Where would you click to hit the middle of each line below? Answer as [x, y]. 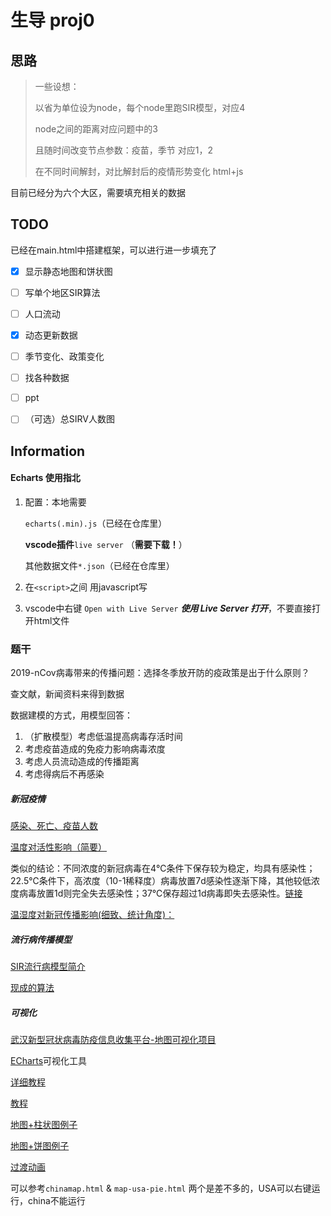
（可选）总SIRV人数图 [69, 419]
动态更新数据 [51, 335]
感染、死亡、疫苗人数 [54, 826]
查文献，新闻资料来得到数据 [67, 694]
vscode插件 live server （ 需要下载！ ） [106, 544]
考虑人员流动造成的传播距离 [82, 762]
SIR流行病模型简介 [48, 967]
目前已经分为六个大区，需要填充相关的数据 [98, 192]
